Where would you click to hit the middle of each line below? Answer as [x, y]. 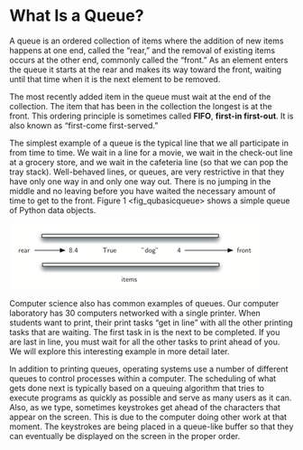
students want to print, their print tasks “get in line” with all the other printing [151, 323]
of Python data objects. [53, 210]
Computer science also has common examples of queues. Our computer [144, 303]
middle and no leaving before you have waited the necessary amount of [143, 191]
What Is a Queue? [77, 16]
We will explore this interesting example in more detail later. [119, 351]
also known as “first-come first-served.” [84, 125]
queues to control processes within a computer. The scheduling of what [143, 378]
